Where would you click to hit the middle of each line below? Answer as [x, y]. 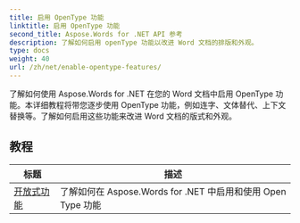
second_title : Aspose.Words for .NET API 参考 [96, 34]
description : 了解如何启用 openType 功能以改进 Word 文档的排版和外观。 [134, 42]
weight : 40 [29, 59]
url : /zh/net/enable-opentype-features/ [86, 68]
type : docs [29, 51]
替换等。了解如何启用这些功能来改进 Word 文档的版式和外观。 [123, 116]
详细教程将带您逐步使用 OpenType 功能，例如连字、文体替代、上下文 [159, 104]
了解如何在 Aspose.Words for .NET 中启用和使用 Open [173, 191]
